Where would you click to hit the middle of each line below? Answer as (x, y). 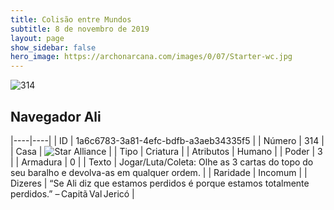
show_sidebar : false (53, 47)
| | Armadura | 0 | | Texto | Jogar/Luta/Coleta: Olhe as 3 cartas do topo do (162, 162)
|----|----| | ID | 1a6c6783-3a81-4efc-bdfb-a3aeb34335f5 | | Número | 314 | (167, 140)
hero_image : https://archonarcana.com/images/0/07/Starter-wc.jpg (151, 57)
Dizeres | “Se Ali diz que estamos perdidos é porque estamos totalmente (160, 183)
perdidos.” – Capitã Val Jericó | (72, 193)
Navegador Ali (56, 116)
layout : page (37, 38)
